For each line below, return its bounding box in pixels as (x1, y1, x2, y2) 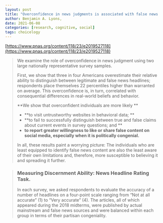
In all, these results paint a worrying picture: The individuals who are (17, 142, 155, 148)
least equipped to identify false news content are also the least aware (17, 147, 157, 153)
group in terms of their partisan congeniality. (17, 213, 107, 219)
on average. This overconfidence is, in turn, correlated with (17, 88, 137, 93)
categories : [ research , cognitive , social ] (5, 25, 95, 30)
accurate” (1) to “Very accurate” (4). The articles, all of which (17, 197, 140, 203)
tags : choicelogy (5, 30, 41, 35)
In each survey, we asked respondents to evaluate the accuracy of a (17, 187, 155, 193)
